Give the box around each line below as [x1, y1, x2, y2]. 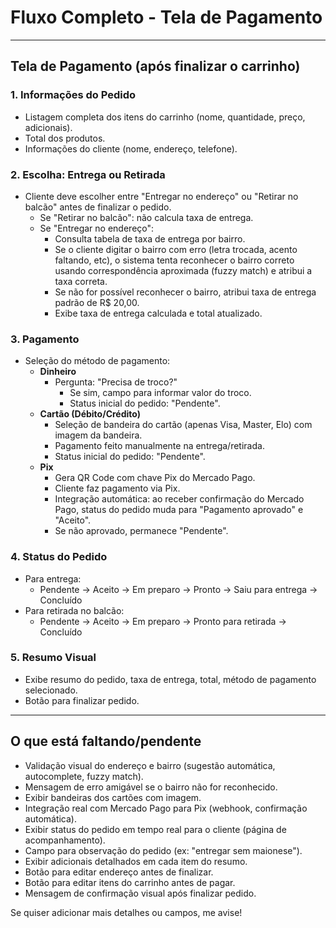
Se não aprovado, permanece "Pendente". [54, 525, 229, 537]
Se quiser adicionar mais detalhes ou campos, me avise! [10, 906, 243, 918]
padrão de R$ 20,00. [54, 296, 140, 308]
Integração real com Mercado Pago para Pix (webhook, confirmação [24, 802, 308, 814]
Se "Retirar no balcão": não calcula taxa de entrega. [39, 211, 254, 223]
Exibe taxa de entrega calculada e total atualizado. [54, 307, 263, 319]
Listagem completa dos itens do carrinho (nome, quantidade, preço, [24, 111, 306, 123]
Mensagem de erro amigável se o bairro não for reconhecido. [24, 781, 278, 793]
